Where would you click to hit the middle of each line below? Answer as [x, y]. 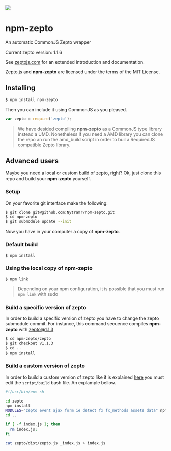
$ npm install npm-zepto [32, 99]
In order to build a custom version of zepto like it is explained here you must [85, 377]
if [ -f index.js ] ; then [33, 424]
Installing [20, 88]
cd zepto [15, 401]
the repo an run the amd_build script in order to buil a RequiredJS [86, 139]
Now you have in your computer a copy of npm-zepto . [63, 232]
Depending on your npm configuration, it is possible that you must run [91, 289]
